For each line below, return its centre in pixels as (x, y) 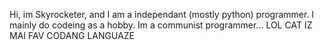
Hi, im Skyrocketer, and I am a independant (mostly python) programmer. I (162, 14)
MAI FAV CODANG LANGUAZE (72, 35)
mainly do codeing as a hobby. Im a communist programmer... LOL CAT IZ (161, 25)
